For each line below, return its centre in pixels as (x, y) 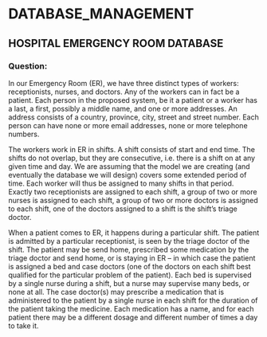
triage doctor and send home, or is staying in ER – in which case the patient (132, 258)
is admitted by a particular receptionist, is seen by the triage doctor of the (129, 241)
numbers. (24, 134)
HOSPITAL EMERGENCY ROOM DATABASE (116, 43)
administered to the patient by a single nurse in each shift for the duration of (133, 300)
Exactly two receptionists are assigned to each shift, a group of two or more (133, 191)
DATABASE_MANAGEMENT (101, 14)
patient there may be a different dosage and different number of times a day (133, 317)
